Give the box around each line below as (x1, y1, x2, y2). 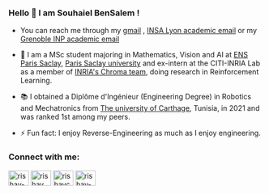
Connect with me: (8, 151, 80, 162)
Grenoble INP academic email (19, 34, 120, 44)
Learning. (19, 76, 53, 86)
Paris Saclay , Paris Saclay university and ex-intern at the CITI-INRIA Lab (19, 58, 261, 68)
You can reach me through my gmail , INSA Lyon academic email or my (19, 26, 258, 36)
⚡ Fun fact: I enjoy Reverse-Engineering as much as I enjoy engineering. (19, 129, 261, 138)
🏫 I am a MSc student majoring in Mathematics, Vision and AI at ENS (19, 50, 249, 60)
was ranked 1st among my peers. (19, 112, 131, 122)
